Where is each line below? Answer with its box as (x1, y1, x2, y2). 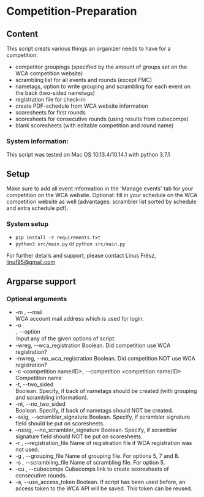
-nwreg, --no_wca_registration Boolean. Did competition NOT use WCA (15, 355, 196, 362)
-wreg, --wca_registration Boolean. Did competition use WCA (15, 342, 171, 349)
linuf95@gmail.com (6, 258, 56, 266)
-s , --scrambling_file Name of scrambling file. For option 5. (15, 459, 165, 466)
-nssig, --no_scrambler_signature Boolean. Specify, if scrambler (15, 427, 178, 434)
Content (6, 29, 39, 39)
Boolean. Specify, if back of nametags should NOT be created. (15, 407, 173, 414)
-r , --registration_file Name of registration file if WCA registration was (15, 439, 192, 447)
